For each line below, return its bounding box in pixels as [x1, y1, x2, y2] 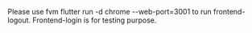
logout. [7, 15, 31, 25]
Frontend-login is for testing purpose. [32, 15, 157, 25]
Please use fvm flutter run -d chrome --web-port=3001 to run [7, 7, 213, 16]
